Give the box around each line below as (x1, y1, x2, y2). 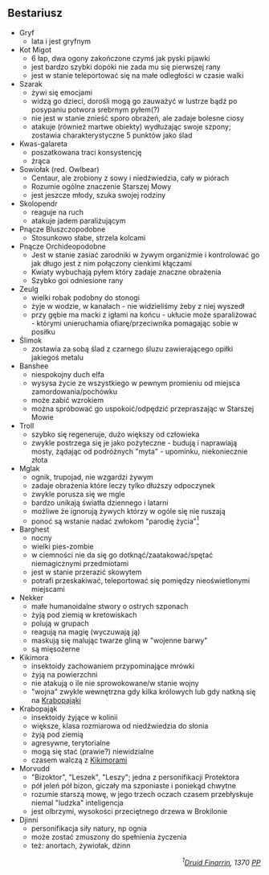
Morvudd (18, 764, 50, 774)
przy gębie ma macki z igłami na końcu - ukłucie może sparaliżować (31, 310, 258, 319)
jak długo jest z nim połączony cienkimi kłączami (31, 258, 192, 268)
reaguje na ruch (31, 207, 84, 216)
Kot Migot (18, 44, 52, 55)
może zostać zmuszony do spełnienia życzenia (31, 832, 187, 842)
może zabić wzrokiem (31, 395, 104, 405)
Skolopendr (18, 199, 58, 208)
